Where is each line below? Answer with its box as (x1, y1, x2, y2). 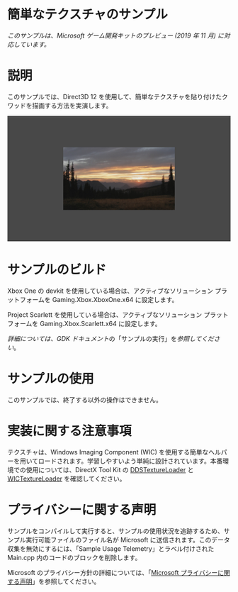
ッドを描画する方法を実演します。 (13, 101, 113, 110)
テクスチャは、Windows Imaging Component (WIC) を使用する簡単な (7, 447, 209, 456)
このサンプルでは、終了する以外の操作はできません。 (7, 395, 163, 404)
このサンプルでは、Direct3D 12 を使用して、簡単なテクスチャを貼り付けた (7, 92, 222, 101)
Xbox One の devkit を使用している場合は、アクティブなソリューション (7, 286, 214, 295)
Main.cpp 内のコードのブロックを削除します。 (7, 553, 142, 562)
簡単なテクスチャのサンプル (7, 6, 169, 23)
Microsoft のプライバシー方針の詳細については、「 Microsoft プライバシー (7, 568, 218, 576)
